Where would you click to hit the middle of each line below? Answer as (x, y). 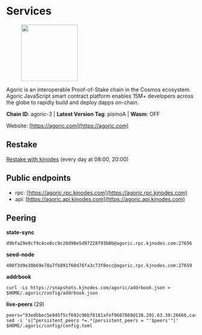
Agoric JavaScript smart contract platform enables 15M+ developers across (100, 96)
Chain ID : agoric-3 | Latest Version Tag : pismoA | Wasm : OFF (83, 114)
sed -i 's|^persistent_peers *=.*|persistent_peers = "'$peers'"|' (93, 321)
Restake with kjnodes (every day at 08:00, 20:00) (68, 159)
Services (29, 11)
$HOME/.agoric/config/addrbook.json (52, 293)
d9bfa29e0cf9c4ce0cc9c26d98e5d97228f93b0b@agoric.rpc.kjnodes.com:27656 (99, 243)
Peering (21, 218)
